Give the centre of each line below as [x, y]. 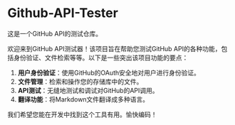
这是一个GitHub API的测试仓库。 [54, 33]
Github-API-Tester [63, 13]
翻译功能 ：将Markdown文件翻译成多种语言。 [83, 99]
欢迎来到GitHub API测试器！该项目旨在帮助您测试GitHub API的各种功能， [114, 48]
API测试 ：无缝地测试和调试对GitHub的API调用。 [88, 90]
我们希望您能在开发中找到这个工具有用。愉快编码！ [82, 114]
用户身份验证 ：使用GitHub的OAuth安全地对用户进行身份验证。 [109, 72]
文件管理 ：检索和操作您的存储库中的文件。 [80, 81]
